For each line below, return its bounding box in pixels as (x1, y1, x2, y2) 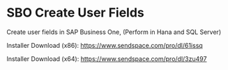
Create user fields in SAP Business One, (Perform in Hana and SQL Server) (6, 28, 221, 36)
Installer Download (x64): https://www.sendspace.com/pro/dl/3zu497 (6, 54, 207, 63)
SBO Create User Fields (6, 5, 144, 21)
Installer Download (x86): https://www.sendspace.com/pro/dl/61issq (6, 41, 203, 49)
